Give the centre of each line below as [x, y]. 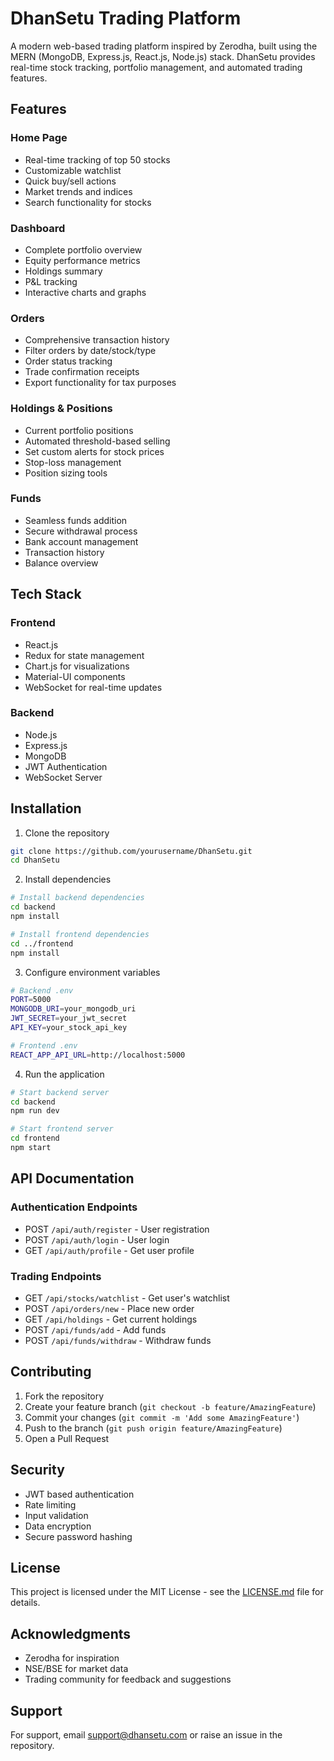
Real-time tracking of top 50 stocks [97, 159]
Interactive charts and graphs [85, 292]
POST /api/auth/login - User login [97, 1239]
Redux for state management [84, 655]
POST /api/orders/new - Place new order [109, 1308]
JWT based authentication [79, 1494]
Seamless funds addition [76, 520]
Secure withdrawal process [81, 531]
